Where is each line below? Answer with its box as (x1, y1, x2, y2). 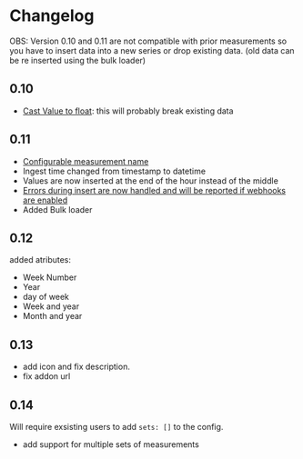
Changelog (9, 5, 95, 26)
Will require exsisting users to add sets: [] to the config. (9, 422, 224, 432)
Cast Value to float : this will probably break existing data (22, 105, 234, 116)
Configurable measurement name (22, 155, 149, 166)
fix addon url (22, 371, 71, 382)
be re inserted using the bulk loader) (9, 55, 146, 65)
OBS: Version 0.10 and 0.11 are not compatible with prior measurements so (9, 35, 288, 46)
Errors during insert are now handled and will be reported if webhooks (22, 185, 287, 195)
